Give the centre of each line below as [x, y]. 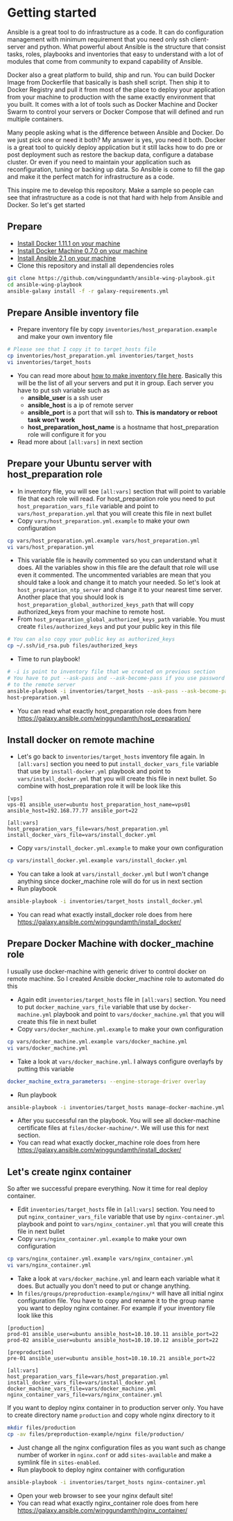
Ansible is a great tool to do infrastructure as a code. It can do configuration [115, 32]
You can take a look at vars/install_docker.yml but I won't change [113, 874]
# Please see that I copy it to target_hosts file [82, 349]
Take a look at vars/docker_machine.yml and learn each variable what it [119, 1278]
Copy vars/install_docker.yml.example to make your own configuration [120, 848]
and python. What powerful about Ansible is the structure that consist [127, 46]
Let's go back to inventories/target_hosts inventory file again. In [111, 756]
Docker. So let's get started [46, 205]
